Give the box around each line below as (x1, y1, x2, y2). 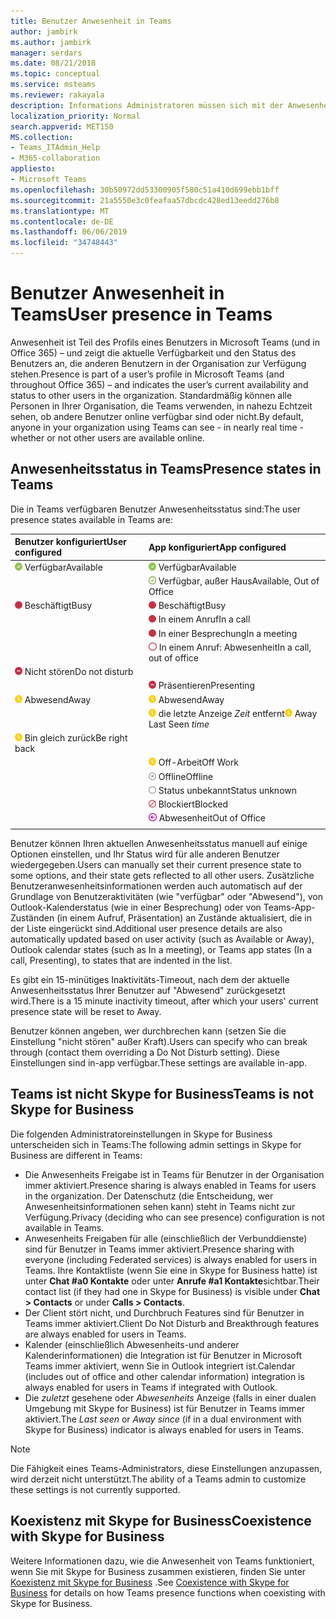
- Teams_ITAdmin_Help (10, 143, 101, 153)
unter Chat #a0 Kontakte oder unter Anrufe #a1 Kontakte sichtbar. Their (24, 1275, 320, 1287)
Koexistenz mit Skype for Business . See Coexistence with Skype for (10, 1576, 290, 1588)
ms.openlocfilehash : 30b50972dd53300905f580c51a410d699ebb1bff (10, 185, 280, 195)
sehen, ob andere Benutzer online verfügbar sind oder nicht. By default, (10, 410, 304, 422)
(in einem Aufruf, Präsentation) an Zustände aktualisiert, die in (56, 912, 312, 924)
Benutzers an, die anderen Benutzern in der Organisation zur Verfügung (10, 357, 307, 369)
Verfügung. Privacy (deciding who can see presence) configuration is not (24, 1211, 325, 1223)
